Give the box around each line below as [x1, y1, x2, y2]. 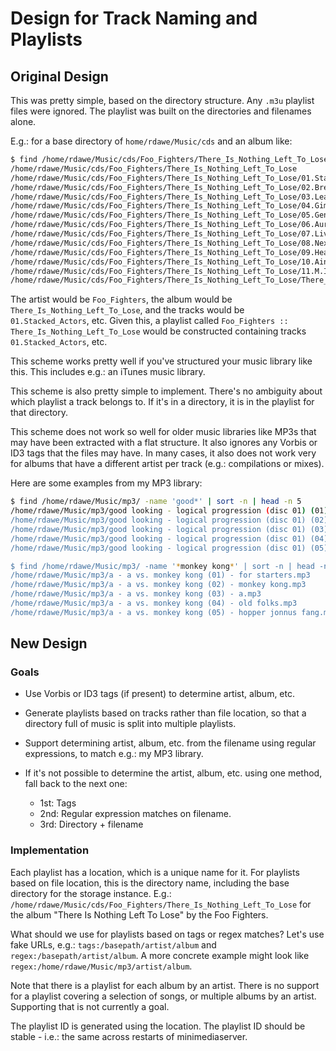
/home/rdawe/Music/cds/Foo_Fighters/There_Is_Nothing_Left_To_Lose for [10, 898, 312, 910]
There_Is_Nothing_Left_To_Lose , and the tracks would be [10, 304, 245, 316]
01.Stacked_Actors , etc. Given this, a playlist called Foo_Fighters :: [10, 315, 289, 327]
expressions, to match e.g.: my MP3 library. [24, 748, 204, 760]
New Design [10, 635, 88, 652]
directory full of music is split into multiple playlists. [24, 718, 237, 730]
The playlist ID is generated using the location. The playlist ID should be [10, 1020, 306, 1032]
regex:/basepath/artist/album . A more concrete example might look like [10, 949, 310, 961]
